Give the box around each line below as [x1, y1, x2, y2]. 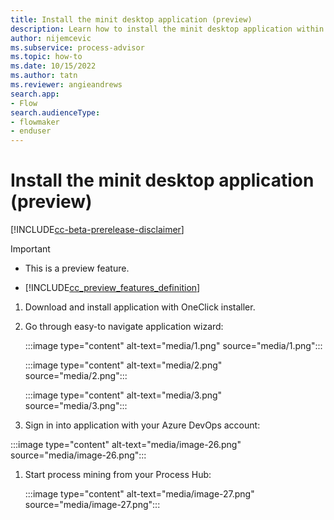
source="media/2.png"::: [24, 370, 128, 382]
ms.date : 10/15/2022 [10, 61, 97, 71]
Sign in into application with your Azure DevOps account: [24, 419, 261, 431]
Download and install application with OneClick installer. [24, 301, 256, 313]
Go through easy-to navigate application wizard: [24, 321, 224, 333]
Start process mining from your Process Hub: [24, 469, 212, 481]
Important [10, 243, 51, 255]
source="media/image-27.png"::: [24, 499, 161, 511]
